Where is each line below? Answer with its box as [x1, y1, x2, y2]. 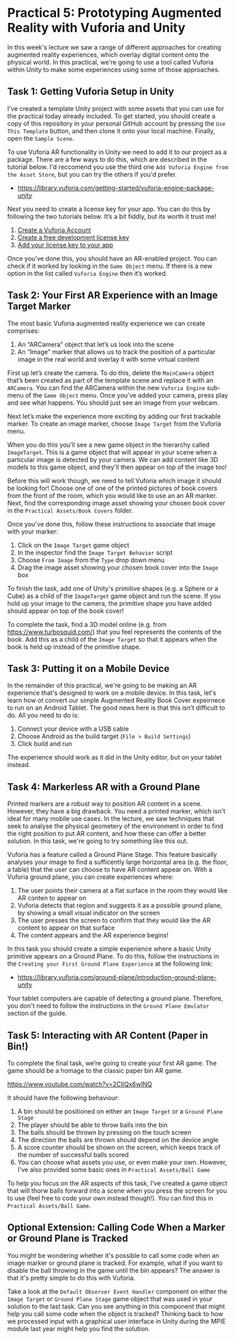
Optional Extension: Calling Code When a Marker [7, 1221, 226, 1233]
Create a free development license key [17, 233, 130, 241]
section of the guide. [7, 1009, 67, 1017]
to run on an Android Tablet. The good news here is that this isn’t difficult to [7, 703, 226, 712]
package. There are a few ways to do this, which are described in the [7, 155, 208, 163]
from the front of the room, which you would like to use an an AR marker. [7, 491, 217, 499]
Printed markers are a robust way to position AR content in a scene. [7, 799, 202, 808]
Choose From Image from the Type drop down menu [17, 555, 165, 564]
